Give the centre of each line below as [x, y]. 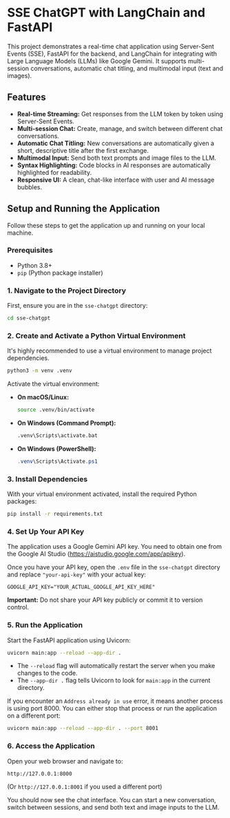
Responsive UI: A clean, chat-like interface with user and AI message [116, 180]
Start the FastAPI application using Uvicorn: [69, 640]
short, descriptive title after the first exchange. [83, 150]
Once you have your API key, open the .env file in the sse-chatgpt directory [114, 567]
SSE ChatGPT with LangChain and [106, 13]
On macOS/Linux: [43, 397]
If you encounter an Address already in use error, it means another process [115, 701]
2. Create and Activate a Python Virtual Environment [96, 335]
